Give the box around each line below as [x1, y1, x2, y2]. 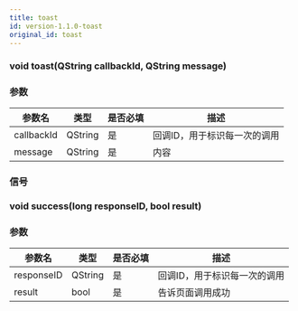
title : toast [9, 13, 59, 23]
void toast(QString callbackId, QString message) [9, 60, 228, 72]
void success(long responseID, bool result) [9, 200, 202, 212]
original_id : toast [9, 30, 83, 39]
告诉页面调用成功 [157, 286, 231, 298]
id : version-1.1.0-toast [9, 22, 103, 31]
